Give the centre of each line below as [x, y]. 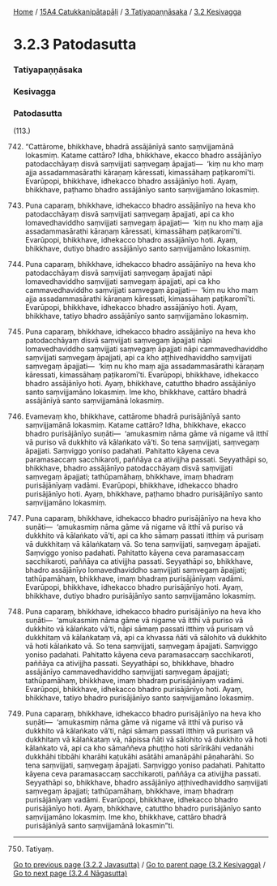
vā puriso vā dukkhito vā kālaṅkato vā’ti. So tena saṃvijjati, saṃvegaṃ [142, 442]
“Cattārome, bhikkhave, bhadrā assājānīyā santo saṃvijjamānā [129, 147]
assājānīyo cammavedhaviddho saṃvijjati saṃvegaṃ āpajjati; [127, 672]
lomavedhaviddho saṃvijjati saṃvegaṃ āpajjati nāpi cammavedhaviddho [146, 349]
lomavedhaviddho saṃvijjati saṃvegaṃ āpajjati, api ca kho [123, 282]
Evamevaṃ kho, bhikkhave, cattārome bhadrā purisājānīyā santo [133, 416]
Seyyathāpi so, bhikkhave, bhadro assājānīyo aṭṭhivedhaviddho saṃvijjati [146, 783]
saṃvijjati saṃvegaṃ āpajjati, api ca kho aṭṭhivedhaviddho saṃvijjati [138, 358]
